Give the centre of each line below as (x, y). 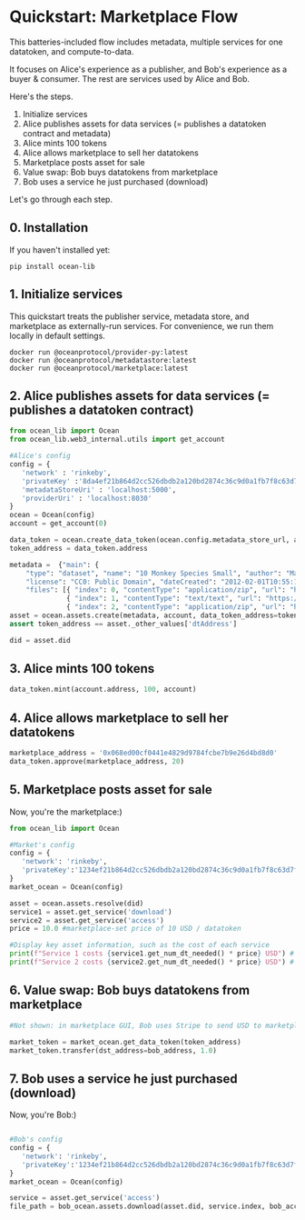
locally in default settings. (58, 335)
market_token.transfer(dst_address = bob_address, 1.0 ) (113, 1050)
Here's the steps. (42, 96)
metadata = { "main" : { (54, 565)
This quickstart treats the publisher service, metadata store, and (129, 316)
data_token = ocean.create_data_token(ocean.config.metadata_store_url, (150, 540)
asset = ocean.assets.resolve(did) (77, 903)
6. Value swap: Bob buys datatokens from (130, 990)
